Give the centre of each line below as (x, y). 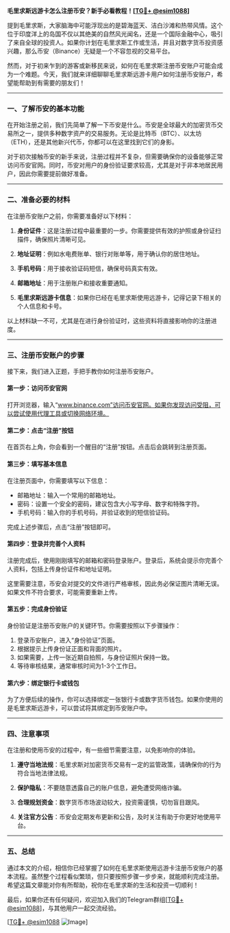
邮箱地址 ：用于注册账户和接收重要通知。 (74, 283)
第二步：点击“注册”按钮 (40, 430)
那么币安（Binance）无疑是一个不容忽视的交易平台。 (100, 51)
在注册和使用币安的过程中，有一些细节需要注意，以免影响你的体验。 (103, 750)
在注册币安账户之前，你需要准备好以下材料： (70, 216)
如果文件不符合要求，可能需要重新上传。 (64, 592)
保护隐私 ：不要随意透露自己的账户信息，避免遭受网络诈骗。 (101, 788)
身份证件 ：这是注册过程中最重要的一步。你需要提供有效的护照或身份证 (116, 231)
